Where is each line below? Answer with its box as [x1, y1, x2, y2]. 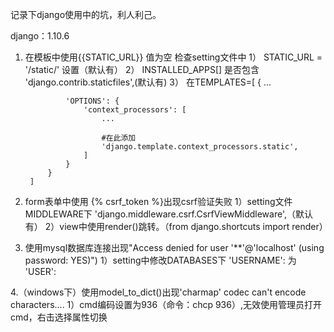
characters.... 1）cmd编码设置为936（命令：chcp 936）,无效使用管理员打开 [10, 299, 322, 310]
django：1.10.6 [10, 30, 70, 42]
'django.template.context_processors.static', [101, 142, 299, 152]
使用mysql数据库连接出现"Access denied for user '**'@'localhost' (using [24, 242, 325, 253]
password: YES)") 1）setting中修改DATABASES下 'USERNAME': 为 [24, 254, 297, 266]
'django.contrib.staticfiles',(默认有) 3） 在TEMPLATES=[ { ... [24, 76, 272, 88]
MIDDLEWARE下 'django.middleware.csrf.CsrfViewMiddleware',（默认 [24, 208, 313, 220]
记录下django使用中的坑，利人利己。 [10, 9, 162, 20]
